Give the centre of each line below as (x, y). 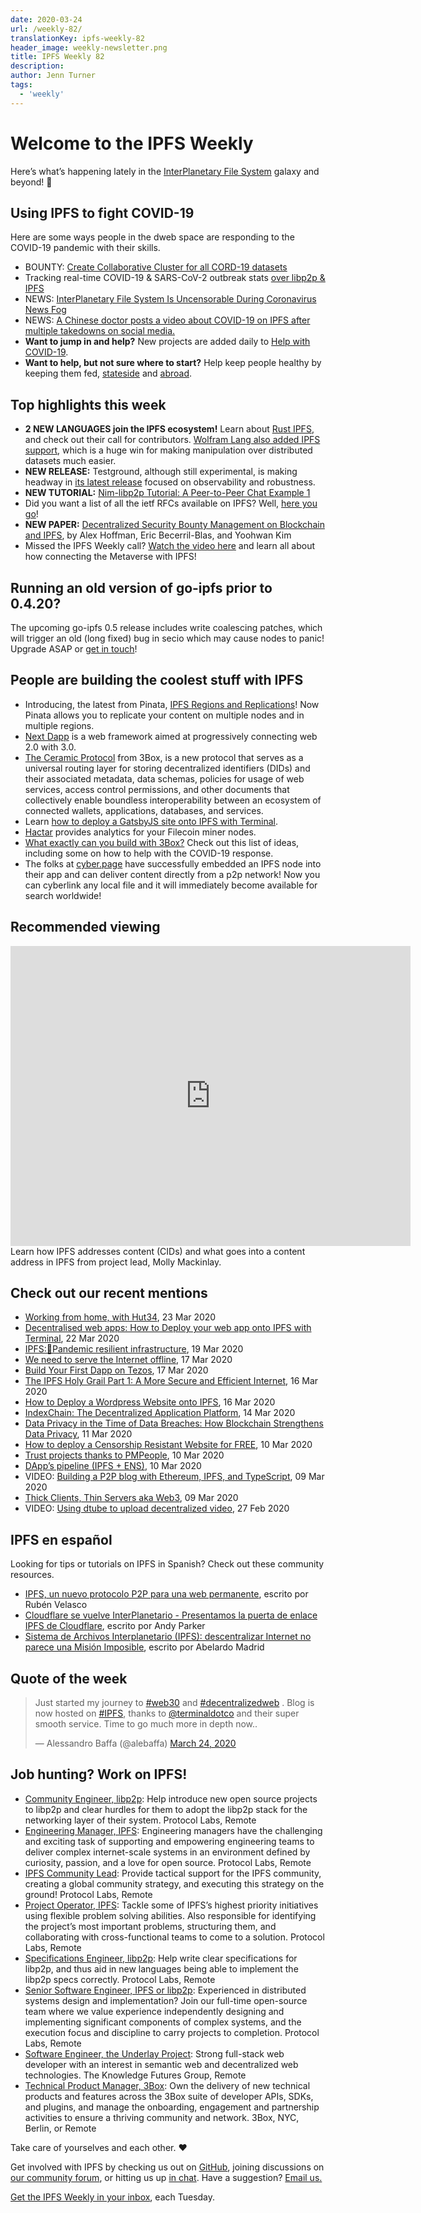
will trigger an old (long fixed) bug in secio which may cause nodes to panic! (167, 638)
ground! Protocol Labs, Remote (88, 1894)
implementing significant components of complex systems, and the (163, 2022)
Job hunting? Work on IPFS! (99, 1774)
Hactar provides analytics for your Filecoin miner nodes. (140, 832)
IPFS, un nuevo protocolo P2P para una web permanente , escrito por (166, 1594)
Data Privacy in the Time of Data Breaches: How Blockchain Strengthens (174, 1423)
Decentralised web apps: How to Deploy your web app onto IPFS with (168, 1328)
